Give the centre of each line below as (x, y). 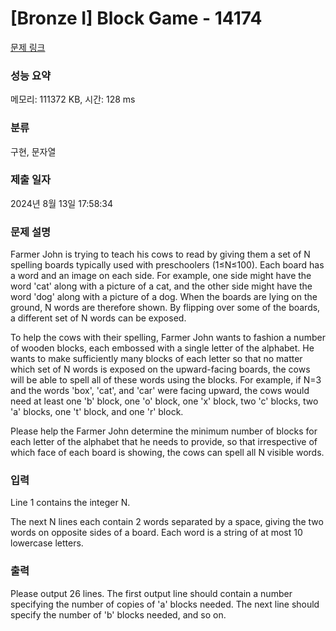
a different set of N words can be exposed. (98, 318)
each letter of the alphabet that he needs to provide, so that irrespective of (164, 442)
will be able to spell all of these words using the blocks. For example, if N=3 (166, 380)
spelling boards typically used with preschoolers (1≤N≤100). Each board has (167, 265)
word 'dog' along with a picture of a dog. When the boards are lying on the (164, 297)
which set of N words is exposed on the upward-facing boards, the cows (160, 369)
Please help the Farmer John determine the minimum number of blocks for (164, 431)
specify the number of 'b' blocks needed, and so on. (118, 614)
